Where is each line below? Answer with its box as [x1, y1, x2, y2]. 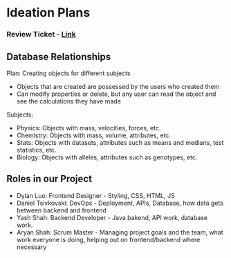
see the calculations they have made [16, 97, 122, 105]
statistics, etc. [16, 146, 57, 154]
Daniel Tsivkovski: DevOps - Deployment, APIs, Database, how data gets [16, 199, 224, 207]
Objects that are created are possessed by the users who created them [16, 82, 220, 90]
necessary [16, 243, 47, 251]
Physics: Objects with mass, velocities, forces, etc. [16, 123, 161, 132]
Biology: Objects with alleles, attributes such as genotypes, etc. [16, 153, 198, 161]
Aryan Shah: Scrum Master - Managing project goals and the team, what [16, 228, 223, 236]
